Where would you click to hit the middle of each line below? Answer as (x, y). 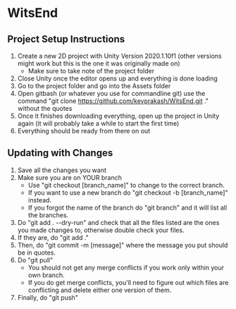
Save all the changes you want (62, 170)
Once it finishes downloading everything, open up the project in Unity (118, 116)
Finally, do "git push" (48, 297)
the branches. (48, 215)
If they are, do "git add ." (53, 237)
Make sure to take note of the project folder (91, 71)
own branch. (46, 275)
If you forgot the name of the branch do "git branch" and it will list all (128, 207)
